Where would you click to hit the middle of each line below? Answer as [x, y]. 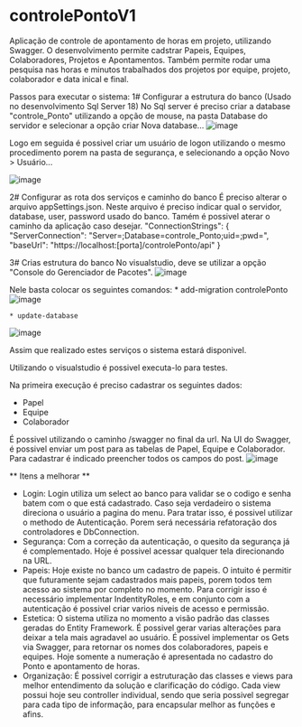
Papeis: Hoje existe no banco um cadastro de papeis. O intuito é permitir [157, 570]
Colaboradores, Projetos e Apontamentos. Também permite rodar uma [140, 60]
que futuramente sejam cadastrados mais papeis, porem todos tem [147, 580]
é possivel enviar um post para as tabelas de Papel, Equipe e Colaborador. [147, 449]
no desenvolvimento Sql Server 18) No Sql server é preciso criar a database [150, 106]
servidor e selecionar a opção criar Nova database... [107, 125]
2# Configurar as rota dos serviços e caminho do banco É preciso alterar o [148, 197]
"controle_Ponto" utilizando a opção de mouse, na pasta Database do [139, 116]
